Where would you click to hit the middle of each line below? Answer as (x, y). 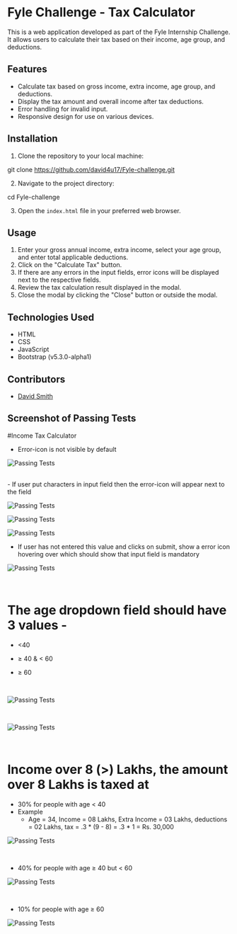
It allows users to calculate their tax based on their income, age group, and (116, 39)
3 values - (37, 625)
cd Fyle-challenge (34, 197)
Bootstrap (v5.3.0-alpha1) (54, 357)
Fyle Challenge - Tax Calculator (102, 12)
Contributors (36, 379)
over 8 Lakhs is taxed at (79, 784)
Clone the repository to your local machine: (80, 156)
